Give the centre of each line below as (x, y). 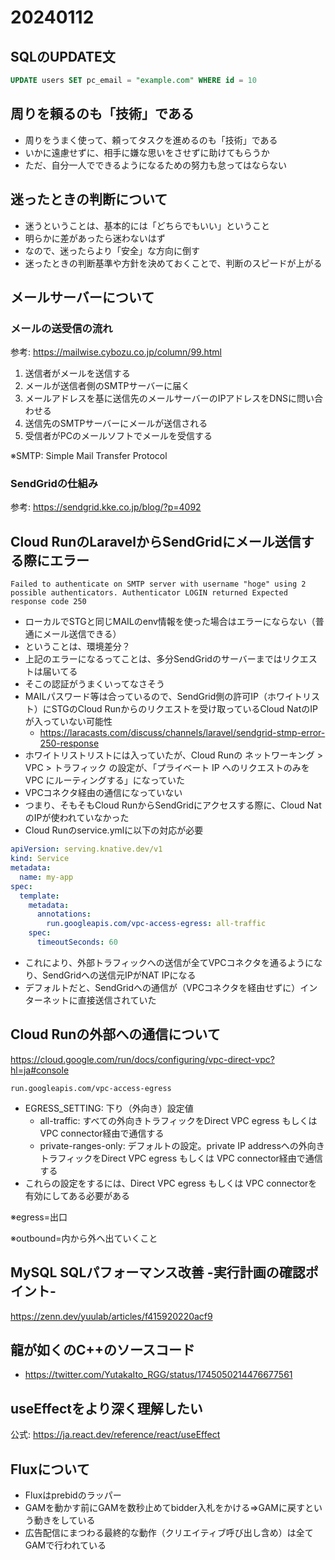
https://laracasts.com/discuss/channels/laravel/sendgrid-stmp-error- (182, 733)
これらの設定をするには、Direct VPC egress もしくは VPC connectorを (171, 1183)
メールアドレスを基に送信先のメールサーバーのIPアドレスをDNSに (160, 398)
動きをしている (64, 1520)
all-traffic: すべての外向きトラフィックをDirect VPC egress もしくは (178, 1120)
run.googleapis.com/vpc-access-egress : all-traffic (156, 924)
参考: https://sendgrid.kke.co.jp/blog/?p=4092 (106, 507)
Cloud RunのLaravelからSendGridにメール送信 (156, 541)
